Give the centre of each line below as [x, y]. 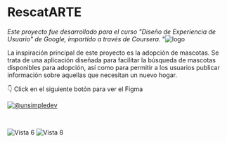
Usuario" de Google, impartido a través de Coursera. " [86, 39]
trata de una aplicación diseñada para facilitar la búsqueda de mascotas [112, 60]
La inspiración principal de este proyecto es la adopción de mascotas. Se [113, 53]
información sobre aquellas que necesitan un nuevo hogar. [92, 75]
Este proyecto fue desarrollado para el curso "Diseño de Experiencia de [112, 32]
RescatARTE [45, 12]
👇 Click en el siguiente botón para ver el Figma [75, 89]
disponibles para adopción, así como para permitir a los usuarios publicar [113, 67]
